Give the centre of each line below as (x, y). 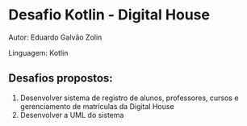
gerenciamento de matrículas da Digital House (97, 106)
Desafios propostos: (61, 78)
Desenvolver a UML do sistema (72, 115)
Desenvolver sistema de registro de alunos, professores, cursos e (129, 98)
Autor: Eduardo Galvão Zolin (55, 37)
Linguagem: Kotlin (38, 52)
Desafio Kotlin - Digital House (109, 15)
